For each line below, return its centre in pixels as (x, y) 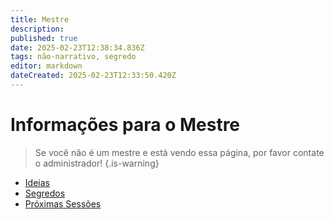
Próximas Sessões (63, 203)
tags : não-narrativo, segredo (73, 57)
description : (37, 29)
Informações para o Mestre (125, 125)
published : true (44, 38)
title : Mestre (40, 19)
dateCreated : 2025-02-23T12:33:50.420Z (93, 76)
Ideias (37, 182)
